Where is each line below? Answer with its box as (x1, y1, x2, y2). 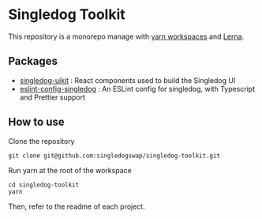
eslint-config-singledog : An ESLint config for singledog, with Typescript (19, 84, 256, 93)
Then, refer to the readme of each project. (8, 202, 145, 211)
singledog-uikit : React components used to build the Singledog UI (19, 75, 236, 85)
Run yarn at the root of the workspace (8, 165, 132, 175)
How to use (8, 115, 65, 129)
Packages (8, 55, 58, 68)
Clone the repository (8, 136, 75, 145)
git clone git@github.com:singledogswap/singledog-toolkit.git (8, 152, 221, 160)
